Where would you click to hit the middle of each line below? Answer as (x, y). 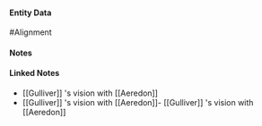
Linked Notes (35, 73)
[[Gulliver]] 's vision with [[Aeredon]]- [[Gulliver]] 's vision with (138, 102)
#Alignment (31, 32)
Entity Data (31, 13)
